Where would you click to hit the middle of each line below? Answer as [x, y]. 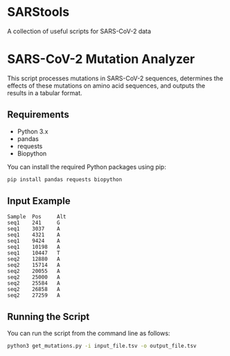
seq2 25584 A [34, 283]
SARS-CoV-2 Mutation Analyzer [101, 59]
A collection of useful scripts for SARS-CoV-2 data [79, 31]
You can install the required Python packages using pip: [87, 167]
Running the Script [48, 316]
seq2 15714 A [34, 265]
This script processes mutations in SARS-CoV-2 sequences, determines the [115, 78]
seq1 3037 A [34, 229]
